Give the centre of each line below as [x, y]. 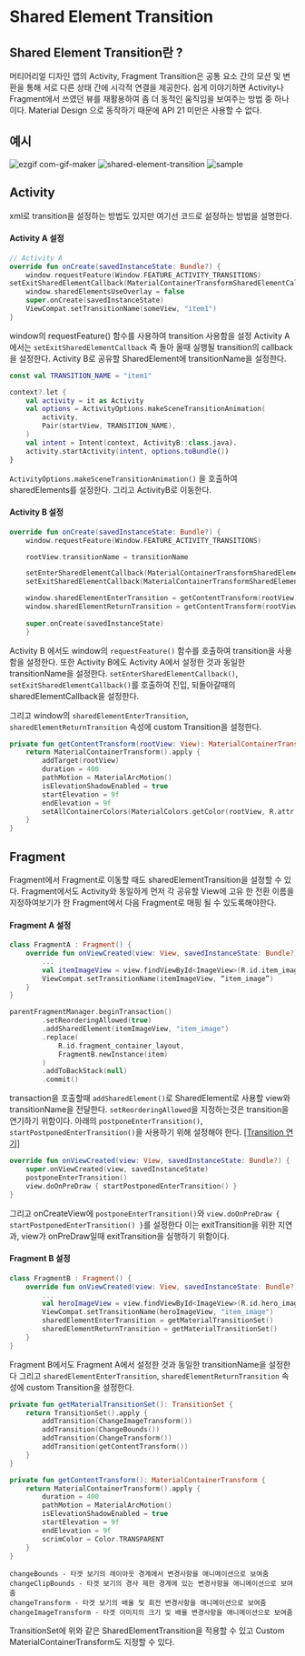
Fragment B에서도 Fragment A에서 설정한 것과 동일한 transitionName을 [138, 1364]
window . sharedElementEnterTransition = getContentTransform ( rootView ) [162, 598]
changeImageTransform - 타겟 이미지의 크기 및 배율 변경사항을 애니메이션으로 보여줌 [151, 1613]
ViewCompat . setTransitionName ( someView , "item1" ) [122, 309]
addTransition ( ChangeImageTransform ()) [118, 1421]
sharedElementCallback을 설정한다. [74, 696]
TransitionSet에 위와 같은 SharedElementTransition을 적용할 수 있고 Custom [147, 1631]
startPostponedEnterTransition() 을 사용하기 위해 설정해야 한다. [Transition [147, 1132]
